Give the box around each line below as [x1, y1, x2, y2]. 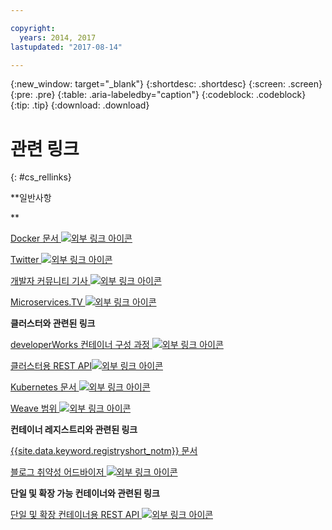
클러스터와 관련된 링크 [10, 317, 96, 330]
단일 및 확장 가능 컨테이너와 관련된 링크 [10, 487, 160, 500]
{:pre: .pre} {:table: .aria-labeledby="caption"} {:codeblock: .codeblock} [10, 89, 307, 101]
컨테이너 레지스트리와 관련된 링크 [10, 424, 138, 436]
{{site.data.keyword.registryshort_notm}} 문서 [10, 445, 198, 457]
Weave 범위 [10, 402, 58, 415]
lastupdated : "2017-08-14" [10, 42, 123, 52]
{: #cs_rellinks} [10, 171, 72, 183]
